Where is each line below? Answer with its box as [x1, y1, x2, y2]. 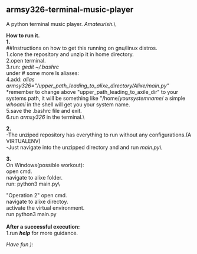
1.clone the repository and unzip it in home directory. [6, 50, 134, 58]
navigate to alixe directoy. [6, 198, 69, 205]
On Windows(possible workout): [6, 161, 84, 168]
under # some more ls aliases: [6, 69, 80, 76]
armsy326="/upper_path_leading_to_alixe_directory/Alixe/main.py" [6, 82, 169, 89]
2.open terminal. [6, 57, 46, 64]
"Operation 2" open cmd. [6, 191, 67, 198]
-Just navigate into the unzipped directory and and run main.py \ [6, 144, 162, 151]
